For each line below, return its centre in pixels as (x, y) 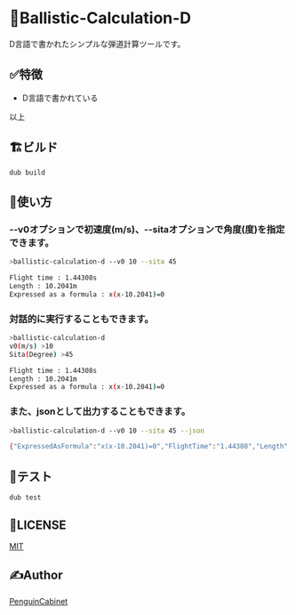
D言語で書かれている (60, 98)
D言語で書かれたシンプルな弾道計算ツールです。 (97, 44)
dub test (25, 498)
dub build (28, 173)
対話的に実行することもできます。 (81, 319)
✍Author (36, 575)
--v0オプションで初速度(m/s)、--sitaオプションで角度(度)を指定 (147, 229)
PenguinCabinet (39, 601)
